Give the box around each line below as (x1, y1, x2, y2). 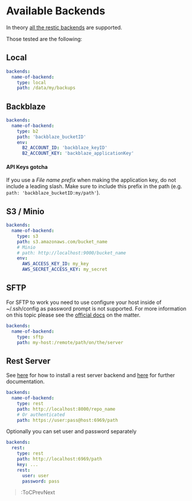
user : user (21, 472, 49, 478)
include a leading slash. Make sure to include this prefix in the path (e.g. (6, 183, 182, 190)
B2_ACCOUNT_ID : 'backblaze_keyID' (21, 145, 108, 151)
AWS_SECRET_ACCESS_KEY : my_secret (21, 267, 108, 273)
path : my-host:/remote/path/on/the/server (17, 339, 124, 346)
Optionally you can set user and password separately (6, 428, 137, 435)
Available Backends (6, 4, 106, 18)
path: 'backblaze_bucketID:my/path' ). (6, 189, 100, 196)
